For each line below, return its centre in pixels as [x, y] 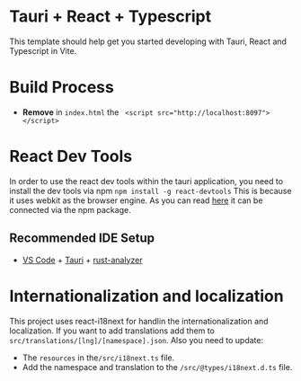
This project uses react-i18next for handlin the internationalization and [139, 321]
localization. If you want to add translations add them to [112, 331]
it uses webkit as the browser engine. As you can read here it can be [136, 200]
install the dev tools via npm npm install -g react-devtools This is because [150, 190]
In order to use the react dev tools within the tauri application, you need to [146, 181]
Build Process [62, 88]
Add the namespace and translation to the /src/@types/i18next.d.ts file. [157, 367]
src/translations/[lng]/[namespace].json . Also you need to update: [136, 340]
